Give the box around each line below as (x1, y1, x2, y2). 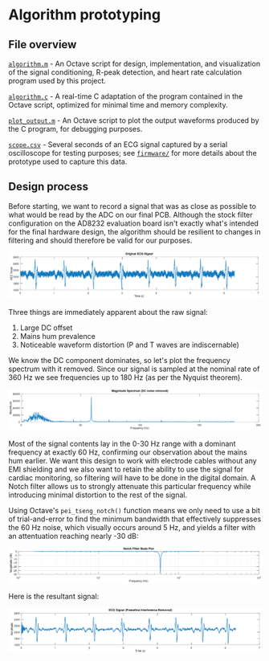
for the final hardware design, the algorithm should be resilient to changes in (8, 226, 261, 236)
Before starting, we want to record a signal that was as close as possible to (8, 201, 257, 210)
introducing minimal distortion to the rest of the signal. (8, 490, 187, 500)
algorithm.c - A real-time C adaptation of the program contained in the (8, 92, 243, 101)
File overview (8, 38, 77, 51)
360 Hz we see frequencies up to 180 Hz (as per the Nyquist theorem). (8, 372, 243, 382)
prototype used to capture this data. (8, 157, 128, 166)
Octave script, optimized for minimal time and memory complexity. (8, 100, 228, 109)
